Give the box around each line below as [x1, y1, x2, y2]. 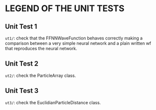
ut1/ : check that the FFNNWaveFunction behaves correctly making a [5, 35, 143, 41]
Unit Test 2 [5, 59, 39, 68]
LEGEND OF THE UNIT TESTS [5, 3, 125, 14]
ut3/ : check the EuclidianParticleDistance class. [5, 99, 101, 105]
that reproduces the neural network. [5, 46, 77, 51]
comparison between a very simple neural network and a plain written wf [5, 40, 152, 46]
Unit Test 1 [5, 22, 37, 31]
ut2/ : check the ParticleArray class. [5, 73, 76, 78]
